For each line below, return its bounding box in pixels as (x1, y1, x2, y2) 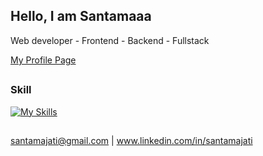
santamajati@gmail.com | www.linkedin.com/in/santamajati (10, 134, 253, 146)
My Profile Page (10, 54, 77, 66)
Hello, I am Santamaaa (10, 8, 152, 25)
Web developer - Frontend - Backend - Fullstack (10, 34, 210, 46)
